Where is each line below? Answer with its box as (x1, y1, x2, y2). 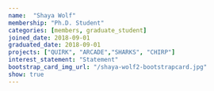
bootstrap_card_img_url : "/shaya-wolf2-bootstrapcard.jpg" (8, 63, 208, 71)
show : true (8, 70, 44, 78)
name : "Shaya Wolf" (8, 11, 77, 20)
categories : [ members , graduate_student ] (8, 26, 147, 34)
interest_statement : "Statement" (8, 56, 119, 64)
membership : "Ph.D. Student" (8, 19, 105, 27)
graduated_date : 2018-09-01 (8, 41, 101, 49)
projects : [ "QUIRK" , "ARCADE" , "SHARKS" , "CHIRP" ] (8, 48, 176, 56)
